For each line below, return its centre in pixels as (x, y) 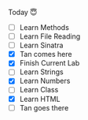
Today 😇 (23, 12)
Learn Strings (42, 72)
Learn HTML (40, 99)
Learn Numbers (45, 81)
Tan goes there (44, 107)
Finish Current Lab (49, 63)
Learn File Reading (50, 36)
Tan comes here (46, 54)
